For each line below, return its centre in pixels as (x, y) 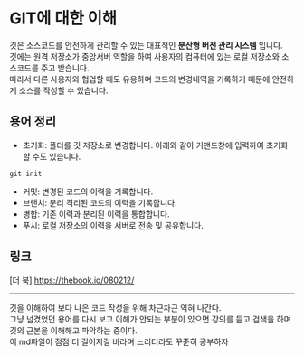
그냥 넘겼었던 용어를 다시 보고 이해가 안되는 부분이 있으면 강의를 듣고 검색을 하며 (151, 319)
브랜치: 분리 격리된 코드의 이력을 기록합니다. (100, 202)
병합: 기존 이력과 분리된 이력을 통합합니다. (96, 214)
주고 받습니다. (65, 68)
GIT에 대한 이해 (63, 19)
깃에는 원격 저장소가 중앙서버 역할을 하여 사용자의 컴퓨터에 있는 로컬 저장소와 (145, 56)
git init (26, 173)
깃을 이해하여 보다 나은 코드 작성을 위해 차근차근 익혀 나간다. (115, 307)
